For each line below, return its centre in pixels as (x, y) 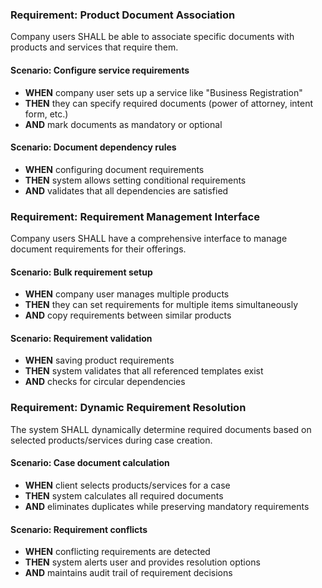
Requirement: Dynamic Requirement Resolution (128, 408)
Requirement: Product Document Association (123, 15)
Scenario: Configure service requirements (100, 70)
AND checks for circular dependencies (105, 382)
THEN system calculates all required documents (124, 495)
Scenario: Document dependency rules (93, 147)
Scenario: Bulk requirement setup (81, 272)
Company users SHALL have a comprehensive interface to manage (149, 238)
